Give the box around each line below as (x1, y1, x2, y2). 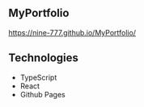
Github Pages (19, 89, 66, 99)
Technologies (8, 51, 79, 65)
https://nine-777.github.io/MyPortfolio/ (8, 27, 136, 37)
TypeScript (19, 72, 57, 82)
